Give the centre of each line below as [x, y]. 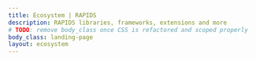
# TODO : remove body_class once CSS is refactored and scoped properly [128, 30]
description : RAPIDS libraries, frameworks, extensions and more [117, 23]
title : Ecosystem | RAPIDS [52, 15]
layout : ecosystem [38, 44]
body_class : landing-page [50, 37]
